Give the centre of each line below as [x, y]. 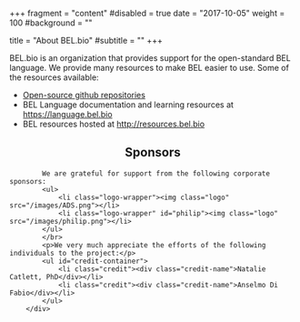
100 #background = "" [51, 23]
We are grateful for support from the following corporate [156, 173]
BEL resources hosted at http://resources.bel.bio [114, 124]
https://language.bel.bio [67, 114]
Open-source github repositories [84, 95]
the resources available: [54, 77]
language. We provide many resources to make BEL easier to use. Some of [149, 68]
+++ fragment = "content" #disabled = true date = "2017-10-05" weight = [147, 13]
